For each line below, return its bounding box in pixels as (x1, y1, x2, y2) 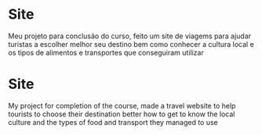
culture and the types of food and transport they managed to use (8, 117, 218, 126)
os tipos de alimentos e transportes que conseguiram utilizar (8, 48, 204, 57)
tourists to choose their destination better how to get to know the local (8, 109, 235, 119)
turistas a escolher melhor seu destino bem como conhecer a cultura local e (8, 39, 255, 48)
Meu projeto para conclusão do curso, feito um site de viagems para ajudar (8, 31, 252, 41)
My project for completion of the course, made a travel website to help (8, 101, 236, 110)
